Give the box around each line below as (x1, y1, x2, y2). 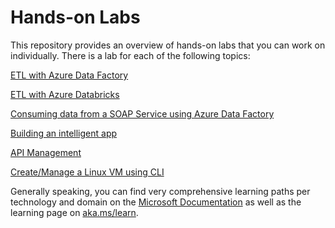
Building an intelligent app (10, 127, 118, 139)
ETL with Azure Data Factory (10, 69, 129, 81)
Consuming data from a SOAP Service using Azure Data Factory (10, 107, 275, 120)
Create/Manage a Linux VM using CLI (10, 166, 165, 178)
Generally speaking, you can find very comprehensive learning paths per (10, 185, 311, 197)
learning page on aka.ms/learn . (10, 206, 139, 218)
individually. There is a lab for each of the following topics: (10, 49, 251, 61)
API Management (10, 146, 82, 158)
